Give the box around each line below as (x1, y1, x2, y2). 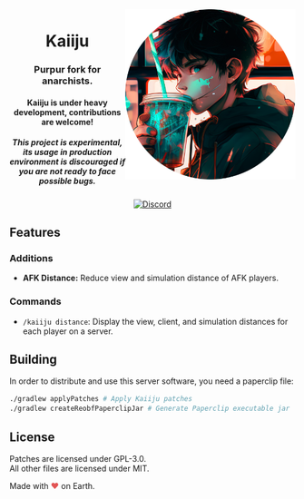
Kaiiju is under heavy (26, 97, 109, 108)
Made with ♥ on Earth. (9, 481, 95, 492)
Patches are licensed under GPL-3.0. (9, 454, 147, 465)
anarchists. (42, 74, 93, 87)
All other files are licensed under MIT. (9, 463, 150, 475)
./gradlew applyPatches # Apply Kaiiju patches (9, 395, 193, 404)
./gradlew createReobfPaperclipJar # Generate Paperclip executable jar (9, 404, 290, 414)
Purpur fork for (34, 64, 102, 76)
